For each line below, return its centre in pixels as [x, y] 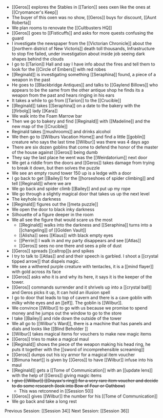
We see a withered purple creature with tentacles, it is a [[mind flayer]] [83, 266]
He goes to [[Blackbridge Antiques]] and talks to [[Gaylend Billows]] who [85, 85]
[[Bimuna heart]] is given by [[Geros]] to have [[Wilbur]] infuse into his [82, 360]
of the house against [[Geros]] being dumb [55, 152]
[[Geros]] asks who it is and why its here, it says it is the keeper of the [82, 277]
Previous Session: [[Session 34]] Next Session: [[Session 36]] [67, 411]
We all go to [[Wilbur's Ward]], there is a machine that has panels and [81, 324]
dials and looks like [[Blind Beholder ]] [50, 329]
